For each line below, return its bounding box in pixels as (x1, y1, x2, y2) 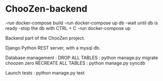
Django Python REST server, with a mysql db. (5, 45, 101, 51)
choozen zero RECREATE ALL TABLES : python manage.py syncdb (5, 60, 146, 66)
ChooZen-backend (5, 3, 88, 15)
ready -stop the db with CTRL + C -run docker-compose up (5, 25, 131, 31)
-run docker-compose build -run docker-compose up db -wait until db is (5, 20, 158, 26)
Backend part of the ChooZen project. (5, 35, 85, 41)
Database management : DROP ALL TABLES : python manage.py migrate (5, 54, 158, 61)
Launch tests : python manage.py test (5, 69, 85, 76)
